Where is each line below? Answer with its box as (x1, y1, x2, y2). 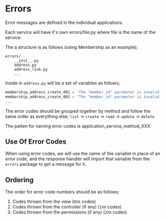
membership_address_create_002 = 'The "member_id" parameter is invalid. (5, 94, 162, 99)
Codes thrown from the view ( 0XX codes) (12, 199, 96, 205)
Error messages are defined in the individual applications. (5, 19, 124, 25)
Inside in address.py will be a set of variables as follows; (5, 80, 121, 86)
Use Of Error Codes (5, 137, 66, 146)
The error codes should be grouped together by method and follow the (5, 108, 151, 114)
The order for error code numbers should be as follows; (5, 189, 120, 195)
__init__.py (14, 58, 39, 63)
